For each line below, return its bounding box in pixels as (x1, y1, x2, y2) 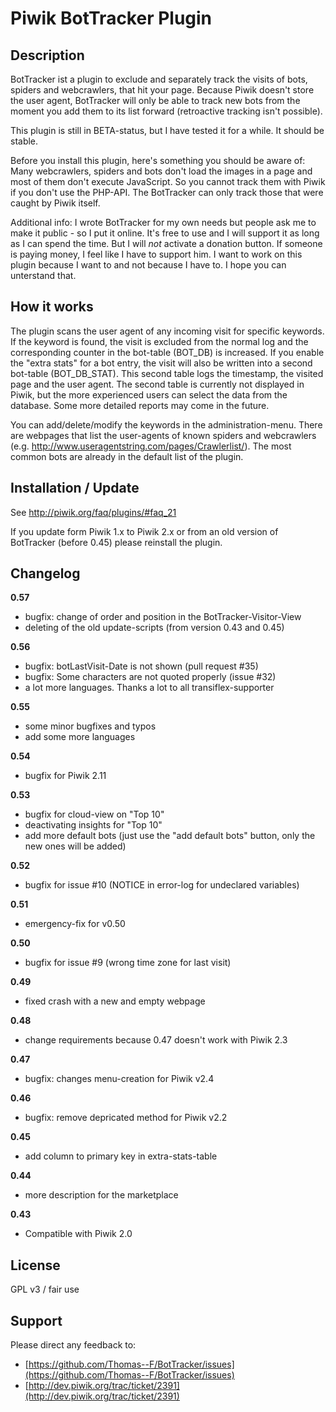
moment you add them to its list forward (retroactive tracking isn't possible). (10, 105, 323, 117)
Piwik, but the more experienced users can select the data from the (10, 388, 288, 401)
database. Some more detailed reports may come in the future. (10, 399, 270, 411)
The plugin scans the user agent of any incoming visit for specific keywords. (10, 325, 325, 337)
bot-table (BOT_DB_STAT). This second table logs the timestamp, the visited (10, 367, 324, 379)
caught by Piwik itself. (10, 197, 101, 209)
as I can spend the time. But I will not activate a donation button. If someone (10, 238, 323, 249)
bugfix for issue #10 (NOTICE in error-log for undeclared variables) (24, 879, 300, 891)
